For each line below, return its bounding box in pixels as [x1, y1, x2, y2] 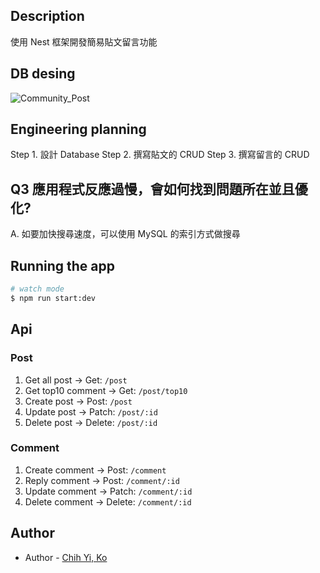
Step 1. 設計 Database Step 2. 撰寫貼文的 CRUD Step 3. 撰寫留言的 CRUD [10, 149, 310, 161]
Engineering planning [10, 121, 147, 138]
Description [10, 8, 85, 25]
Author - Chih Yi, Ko [24, 551, 108, 563]
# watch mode [10, 284, 65, 294]
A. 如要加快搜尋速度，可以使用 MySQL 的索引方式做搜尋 [10, 228, 241, 240]
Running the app [10, 257, 115, 274]
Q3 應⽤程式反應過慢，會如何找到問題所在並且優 [10, 180, 308, 198]
